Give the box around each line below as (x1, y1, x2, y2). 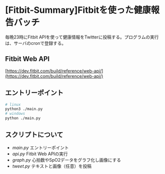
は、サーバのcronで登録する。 (5, 40, 66, 46)
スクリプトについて (5, 131, 64, 139)
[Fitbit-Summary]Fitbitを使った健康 (5, 4, 151, 16)
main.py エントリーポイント (12, 144, 69, 150)
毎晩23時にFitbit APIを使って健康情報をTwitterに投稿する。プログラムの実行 (5, 34, 159, 40)
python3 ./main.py (5, 106, 43, 111)
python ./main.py (5, 116, 41, 121)
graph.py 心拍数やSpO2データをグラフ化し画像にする (12, 157, 121, 163)
